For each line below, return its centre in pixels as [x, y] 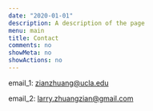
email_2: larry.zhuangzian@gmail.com [71, 98]
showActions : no [35, 61]
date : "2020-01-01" [41, 16]
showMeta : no [30, 53]
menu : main [26, 30]
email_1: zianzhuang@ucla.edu [58, 83]
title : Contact [34, 38]
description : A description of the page [77, 23]
